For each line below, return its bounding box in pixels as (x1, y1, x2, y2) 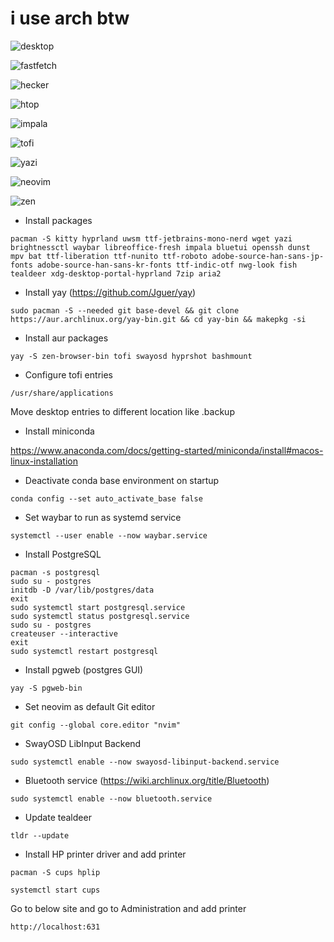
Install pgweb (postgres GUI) (24, 663, 144, 676)
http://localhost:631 (10, 922, 101, 932)
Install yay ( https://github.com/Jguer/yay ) (24, 286, 197, 298)
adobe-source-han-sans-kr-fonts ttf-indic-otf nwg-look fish (36, 260, 298, 270)
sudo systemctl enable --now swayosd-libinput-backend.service (10, 757, 280, 767)
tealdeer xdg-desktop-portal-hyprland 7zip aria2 (10, 268, 222, 279)
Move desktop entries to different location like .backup (10, 405, 235, 417)
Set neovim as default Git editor (24, 700, 156, 712)
